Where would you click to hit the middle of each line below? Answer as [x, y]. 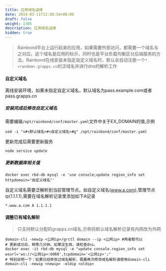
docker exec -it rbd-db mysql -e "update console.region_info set [75, 249]
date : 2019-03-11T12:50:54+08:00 [40, 14]
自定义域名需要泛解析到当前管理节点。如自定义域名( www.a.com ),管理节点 [80, 190]
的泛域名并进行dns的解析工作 [87, 66]
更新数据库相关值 [23, 162]
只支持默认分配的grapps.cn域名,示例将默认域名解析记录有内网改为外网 [89, 229]
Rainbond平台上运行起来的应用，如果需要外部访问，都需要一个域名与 [88, 47]
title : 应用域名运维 [24, 10]
